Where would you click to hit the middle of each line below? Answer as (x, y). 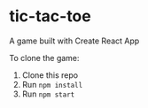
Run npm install (52, 84)
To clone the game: (44, 58)
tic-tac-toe (50, 16)
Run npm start (48, 94)
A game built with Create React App (74, 41)
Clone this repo (50, 75)
